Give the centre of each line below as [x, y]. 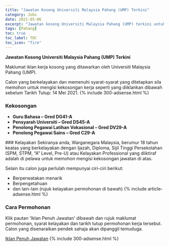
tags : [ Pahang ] [21, 29]
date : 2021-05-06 [23, 19]
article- [155, 189]
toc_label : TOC [21, 38]
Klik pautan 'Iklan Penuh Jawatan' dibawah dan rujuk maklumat [71, 218]
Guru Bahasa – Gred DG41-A [43, 117]
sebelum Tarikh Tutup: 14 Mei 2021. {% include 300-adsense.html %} [77, 93]
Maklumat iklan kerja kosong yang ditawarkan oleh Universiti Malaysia [78, 67]
